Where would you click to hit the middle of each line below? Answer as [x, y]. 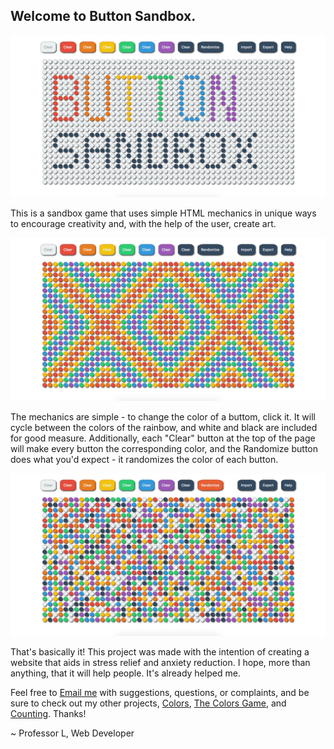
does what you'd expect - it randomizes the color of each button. [144, 459]
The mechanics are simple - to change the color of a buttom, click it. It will [163, 416]
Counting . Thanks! [48, 714]
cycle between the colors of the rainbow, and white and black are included [164, 427]
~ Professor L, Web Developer [72, 733]
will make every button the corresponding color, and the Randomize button [164, 448]
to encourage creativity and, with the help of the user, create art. [143, 224]
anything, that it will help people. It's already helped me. [125, 673]
